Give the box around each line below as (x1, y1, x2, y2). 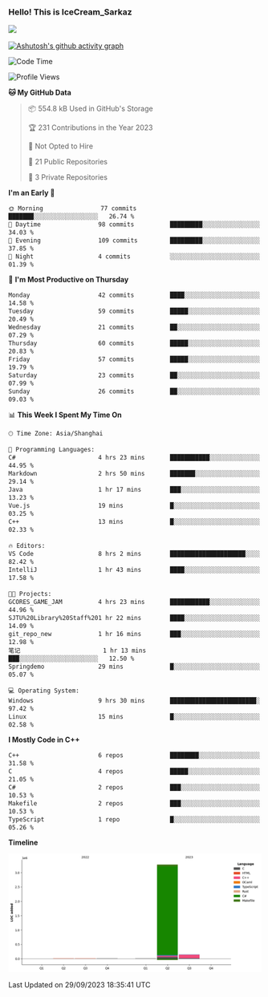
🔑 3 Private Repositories (27, 172, 108, 182)
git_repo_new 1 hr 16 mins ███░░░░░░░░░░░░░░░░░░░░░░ (8, 630, 261, 638)
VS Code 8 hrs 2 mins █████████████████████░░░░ (8, 550, 261, 558)
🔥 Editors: (8, 542, 46, 550)
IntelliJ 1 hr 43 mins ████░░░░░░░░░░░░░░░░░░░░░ (8, 566, 261, 574)
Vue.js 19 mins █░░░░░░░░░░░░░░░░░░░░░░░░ (8, 502, 261, 510)
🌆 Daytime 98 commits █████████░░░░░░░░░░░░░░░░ (8, 221, 261, 229)
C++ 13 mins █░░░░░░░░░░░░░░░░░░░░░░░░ (8, 518, 261, 526)
